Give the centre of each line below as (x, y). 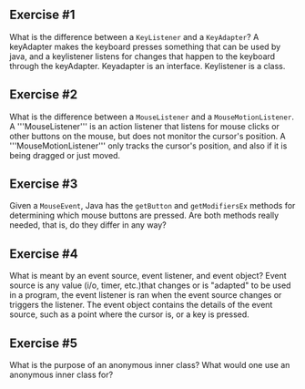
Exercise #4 (44, 254)
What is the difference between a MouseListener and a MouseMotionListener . (152, 117)
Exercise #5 (44, 343)
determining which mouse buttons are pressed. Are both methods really (144, 215)
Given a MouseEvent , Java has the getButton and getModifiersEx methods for (152, 206)
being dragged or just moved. (65, 155)
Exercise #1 (42, 15)
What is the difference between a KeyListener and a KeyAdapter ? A (134, 36)
